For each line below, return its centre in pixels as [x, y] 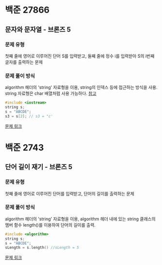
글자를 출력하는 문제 [24, 62]
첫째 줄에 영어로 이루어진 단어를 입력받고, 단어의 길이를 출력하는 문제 [70, 194]
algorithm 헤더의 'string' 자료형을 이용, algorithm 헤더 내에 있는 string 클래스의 [81, 219]
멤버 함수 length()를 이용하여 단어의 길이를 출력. [50, 225]
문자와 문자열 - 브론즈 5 [38, 29]
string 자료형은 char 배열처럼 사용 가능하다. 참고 [51, 93]
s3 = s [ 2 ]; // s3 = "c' [29, 116]
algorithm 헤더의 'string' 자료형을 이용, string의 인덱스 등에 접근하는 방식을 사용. [81, 88]
